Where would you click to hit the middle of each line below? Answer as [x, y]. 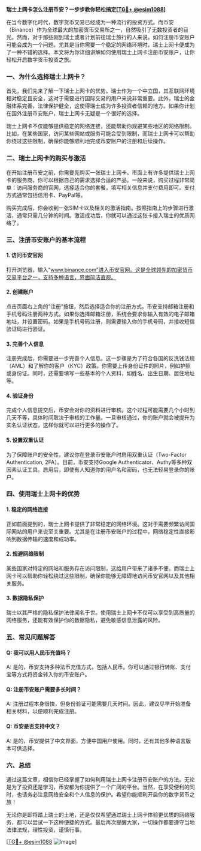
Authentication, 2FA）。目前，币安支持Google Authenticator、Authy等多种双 [99, 462]
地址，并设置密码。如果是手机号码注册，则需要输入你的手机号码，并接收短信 [100, 321]
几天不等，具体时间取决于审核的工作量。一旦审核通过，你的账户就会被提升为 [100, 418]
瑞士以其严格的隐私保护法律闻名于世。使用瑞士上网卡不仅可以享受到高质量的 [100, 613]
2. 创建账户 [20, 292]
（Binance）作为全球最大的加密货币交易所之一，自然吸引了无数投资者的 [95, 30]
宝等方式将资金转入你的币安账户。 [48, 675]
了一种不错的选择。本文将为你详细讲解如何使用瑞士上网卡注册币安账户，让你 [100, 52]
